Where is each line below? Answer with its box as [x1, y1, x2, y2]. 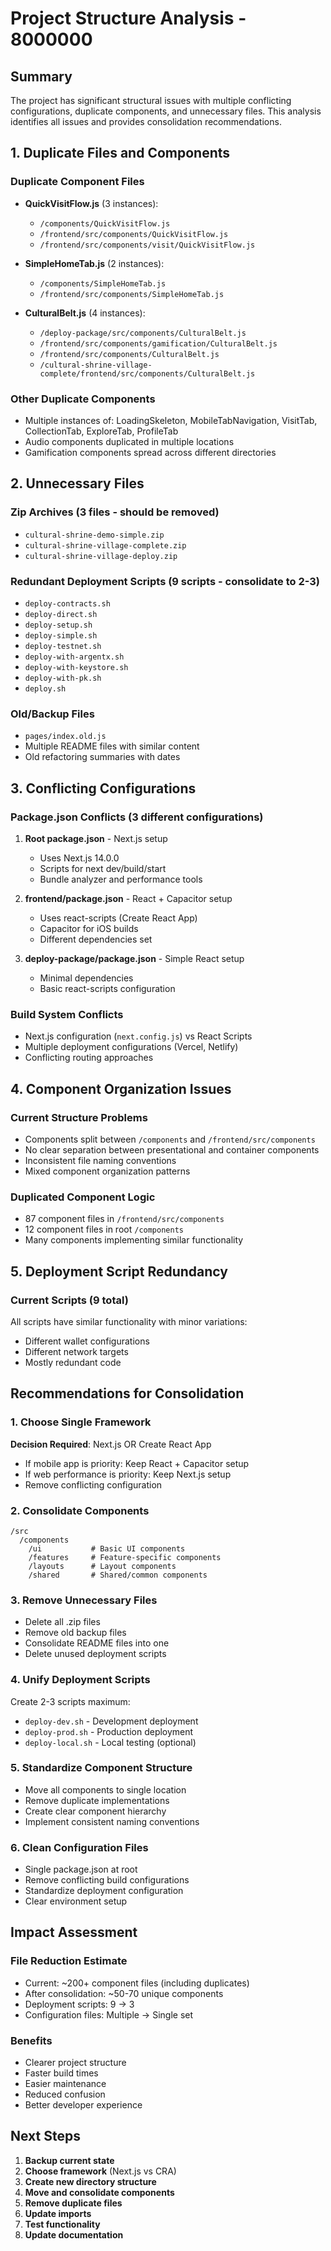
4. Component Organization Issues [10, 1080, 232, 1097]
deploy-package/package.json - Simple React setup [24, 952, 245, 964]
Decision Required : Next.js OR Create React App [10, 1438, 212, 1450]
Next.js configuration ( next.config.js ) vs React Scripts [24, 1030, 253, 1042]
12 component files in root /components [24, 1223, 184, 1236]
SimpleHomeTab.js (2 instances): [24, 257, 165, 269]
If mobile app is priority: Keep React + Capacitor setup [24, 1457, 250, 1469]
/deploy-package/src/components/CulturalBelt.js [39, 328, 247, 338]
